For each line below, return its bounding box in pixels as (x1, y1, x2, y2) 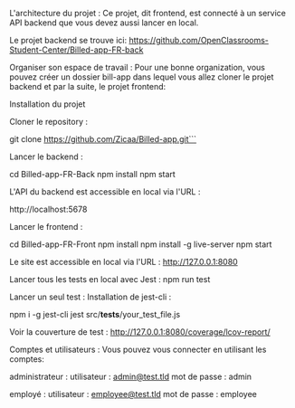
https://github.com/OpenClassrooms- (128, 35, 270, 45)
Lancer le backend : (9, 151, 83, 162)
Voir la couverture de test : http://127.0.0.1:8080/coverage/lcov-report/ (9, 327, 271, 337)
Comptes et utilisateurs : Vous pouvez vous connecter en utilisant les (9, 344, 267, 355)
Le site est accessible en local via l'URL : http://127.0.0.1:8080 (9, 257, 238, 267)
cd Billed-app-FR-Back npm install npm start (9, 169, 176, 179)
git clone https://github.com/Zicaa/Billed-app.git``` (9, 134, 197, 144)
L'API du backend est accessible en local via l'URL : (9, 186, 201, 197)
